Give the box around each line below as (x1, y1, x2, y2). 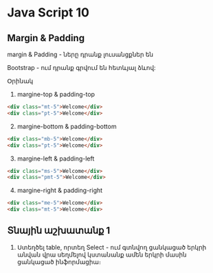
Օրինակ (7, 77, 34, 85)
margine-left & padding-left (16, 154, 95, 163)
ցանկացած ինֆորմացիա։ (16, 257, 102, 265)
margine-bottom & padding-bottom (16, 122, 117, 130)
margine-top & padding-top (16, 91, 95, 98)
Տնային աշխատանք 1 (7, 225, 111, 237)
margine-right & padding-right (16, 187, 103, 195)
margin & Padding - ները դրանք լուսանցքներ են (7, 50, 153, 58)
